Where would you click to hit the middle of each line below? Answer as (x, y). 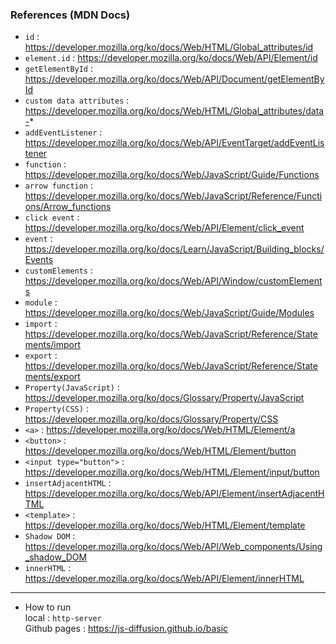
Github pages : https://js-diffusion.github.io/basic (126, 629)
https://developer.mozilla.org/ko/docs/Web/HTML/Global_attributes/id (169, 47)
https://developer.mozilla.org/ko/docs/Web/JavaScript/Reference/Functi (173, 196)
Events (39, 260)
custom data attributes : (77, 100)
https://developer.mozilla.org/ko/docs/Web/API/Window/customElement (173, 281)
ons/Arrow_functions (68, 207)
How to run (48, 607)
